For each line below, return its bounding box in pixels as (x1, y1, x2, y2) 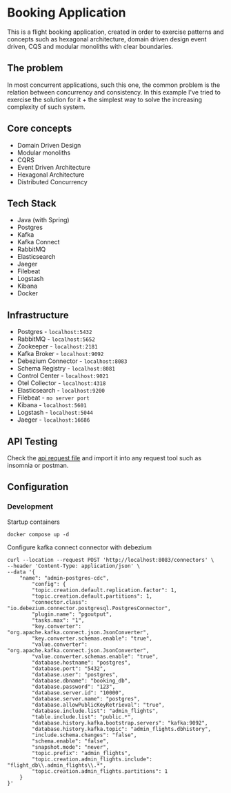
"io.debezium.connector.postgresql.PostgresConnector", (7, 605, 171, 611)
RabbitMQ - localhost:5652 (17, 335, 95, 343)
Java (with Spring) (17, 216, 70, 224)
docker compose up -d (7, 531, 70, 538)
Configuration (7, 481, 69, 493)
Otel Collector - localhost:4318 (17, 379, 106, 387)
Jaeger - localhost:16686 (17, 415, 90, 424)
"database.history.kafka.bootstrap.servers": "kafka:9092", (32, 719, 208, 726)
